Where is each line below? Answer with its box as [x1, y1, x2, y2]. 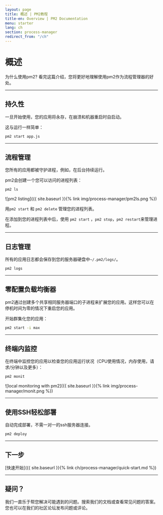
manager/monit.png [5, 388, 45, 394]
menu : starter [5, 20, 34, 26]
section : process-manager [5, 30, 57, 35]
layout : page [5, 7, 32, 12]
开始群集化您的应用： [5, 315, 48, 321]
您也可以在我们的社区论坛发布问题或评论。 [5, 505, 90, 511]
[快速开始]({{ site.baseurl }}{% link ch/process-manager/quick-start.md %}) [5, 464, 157, 470]
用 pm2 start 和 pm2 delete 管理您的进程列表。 [5, 206, 97, 212]
